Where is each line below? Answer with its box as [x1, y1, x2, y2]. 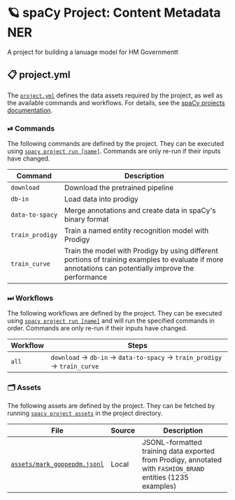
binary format [64, 215, 109, 224]
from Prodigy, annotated [142, 454, 222, 464]
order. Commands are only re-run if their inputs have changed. [7, 324, 187, 332]
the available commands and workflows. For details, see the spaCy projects [7, 98, 225, 107]
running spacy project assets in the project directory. [7, 409, 163, 417]
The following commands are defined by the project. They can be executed [7, 140, 225, 148]
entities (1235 [142, 472, 189, 482]
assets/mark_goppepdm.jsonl [10, 460, 104, 468]
